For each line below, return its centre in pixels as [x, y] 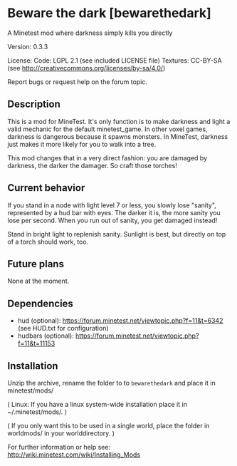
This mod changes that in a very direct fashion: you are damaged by [107, 157]
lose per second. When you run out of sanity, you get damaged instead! [112, 220]
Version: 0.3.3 [28, 46]
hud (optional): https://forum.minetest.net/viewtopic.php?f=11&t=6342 [120, 321]
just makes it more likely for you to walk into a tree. [82, 144]
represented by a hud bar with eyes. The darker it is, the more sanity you [114, 212]
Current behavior [46, 188]
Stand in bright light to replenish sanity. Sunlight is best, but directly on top [117, 234]
